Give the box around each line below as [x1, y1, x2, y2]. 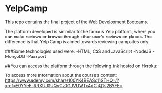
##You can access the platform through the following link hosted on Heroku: [5, 63, 158, 69]
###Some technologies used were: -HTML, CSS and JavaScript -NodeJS [5, 48, 152, 54]
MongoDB [5, 53, 25, 59]
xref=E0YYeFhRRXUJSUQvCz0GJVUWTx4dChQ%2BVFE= [5, 82, 123, 88]
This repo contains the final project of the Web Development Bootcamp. [5, 19, 149, 25]
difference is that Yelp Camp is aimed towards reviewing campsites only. [5, 38, 150, 44]
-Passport [26, 53, 46, 59]
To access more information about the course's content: [5, 72, 117, 78]
